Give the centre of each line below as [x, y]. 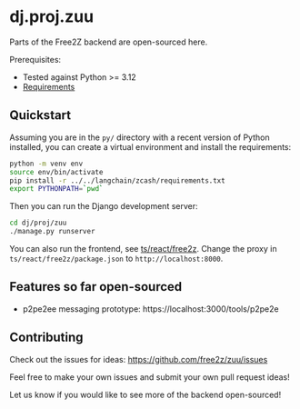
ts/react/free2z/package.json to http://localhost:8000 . [116, 258]
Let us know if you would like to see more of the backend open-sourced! [145, 394]
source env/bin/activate [56, 172]
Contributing [46, 338]
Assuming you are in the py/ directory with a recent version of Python [140, 137]
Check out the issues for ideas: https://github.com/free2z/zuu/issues [139, 359]
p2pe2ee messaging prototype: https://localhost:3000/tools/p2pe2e [150, 309]
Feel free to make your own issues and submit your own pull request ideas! [150, 377]
